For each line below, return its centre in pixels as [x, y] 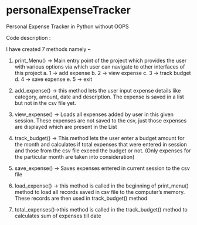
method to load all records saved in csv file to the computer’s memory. [100, 192]
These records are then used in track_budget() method [81, 198]
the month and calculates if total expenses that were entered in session [101, 144]
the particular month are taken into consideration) [74, 156]
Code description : [28, 37]
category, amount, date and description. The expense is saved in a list [99, 97]
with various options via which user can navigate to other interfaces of [100, 67]
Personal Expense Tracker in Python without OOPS [67, 26]
